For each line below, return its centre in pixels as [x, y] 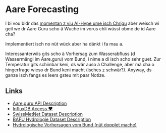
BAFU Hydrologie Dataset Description [52, 119]
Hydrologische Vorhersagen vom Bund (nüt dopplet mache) [75, 124]
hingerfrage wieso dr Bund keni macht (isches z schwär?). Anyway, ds [78, 70]
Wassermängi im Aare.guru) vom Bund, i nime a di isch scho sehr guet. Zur [83, 59]
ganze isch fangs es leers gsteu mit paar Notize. [56, 75]
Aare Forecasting [42, 9]
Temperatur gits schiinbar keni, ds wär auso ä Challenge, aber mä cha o [80, 64]
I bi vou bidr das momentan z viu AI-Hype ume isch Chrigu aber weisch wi [82, 23]
